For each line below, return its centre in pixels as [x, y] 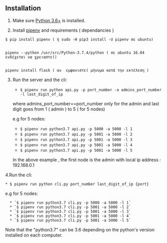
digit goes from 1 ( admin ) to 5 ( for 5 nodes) [59, 109]
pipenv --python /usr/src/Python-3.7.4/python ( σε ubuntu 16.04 [75, 52]
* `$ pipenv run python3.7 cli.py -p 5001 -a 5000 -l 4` [70, 216]
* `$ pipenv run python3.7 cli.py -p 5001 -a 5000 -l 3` [70, 211]
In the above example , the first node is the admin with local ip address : [87, 160]
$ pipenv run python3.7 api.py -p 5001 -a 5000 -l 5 [76, 150]
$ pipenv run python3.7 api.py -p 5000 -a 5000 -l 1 [76, 129]
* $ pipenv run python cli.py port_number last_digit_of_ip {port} [77, 184]
